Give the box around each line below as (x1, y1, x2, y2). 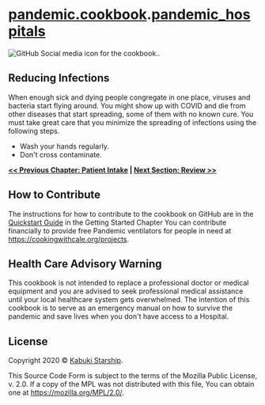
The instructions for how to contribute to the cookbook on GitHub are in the (8, 209, 254, 218)
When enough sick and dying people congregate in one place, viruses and (8, 93, 251, 102)
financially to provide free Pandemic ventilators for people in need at (8, 225, 232, 235)
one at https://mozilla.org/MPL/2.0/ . (8, 388, 125, 397)
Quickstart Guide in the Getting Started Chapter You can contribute (8, 218, 227, 227)
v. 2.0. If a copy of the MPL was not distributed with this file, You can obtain (8, 380, 255, 389)
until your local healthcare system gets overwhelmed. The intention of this (8, 295, 250, 305)
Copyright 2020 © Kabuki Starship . (8, 356, 123, 365)
